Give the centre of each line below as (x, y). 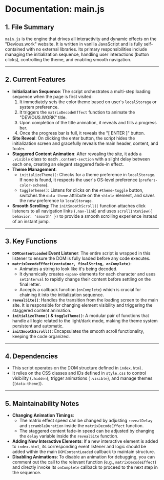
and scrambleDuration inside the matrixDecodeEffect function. (82, 426)
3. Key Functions (31, 241)
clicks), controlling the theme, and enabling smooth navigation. (68, 59)
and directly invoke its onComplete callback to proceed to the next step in (85, 467)
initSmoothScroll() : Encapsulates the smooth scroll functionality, (78, 331)
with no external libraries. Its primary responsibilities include (87, 49)
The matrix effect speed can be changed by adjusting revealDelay (86, 421)
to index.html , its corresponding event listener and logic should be (79, 447)
